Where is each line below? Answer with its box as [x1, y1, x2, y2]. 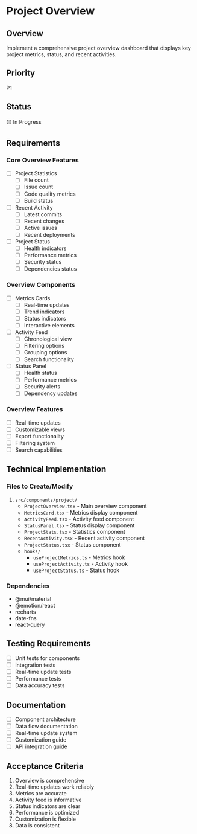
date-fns [14, 615, 37, 622]
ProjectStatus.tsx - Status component [23, 540, 122, 548]
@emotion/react [14, 602, 55, 609]
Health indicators [23, 245, 67, 252]
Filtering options [23, 342, 65, 349]
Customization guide [14, 736, 67, 743]
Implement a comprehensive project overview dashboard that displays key [6, 44, 191, 51]
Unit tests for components [14, 654, 80, 662]
